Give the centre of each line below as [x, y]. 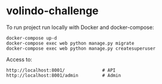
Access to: [19, 59]
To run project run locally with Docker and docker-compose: [80, 27]
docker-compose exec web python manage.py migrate [70, 43]
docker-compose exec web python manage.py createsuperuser [81, 49]
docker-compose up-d [32, 38]
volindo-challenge [52, 11]
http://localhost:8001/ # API [61, 70]
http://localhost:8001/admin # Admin [63, 75]
